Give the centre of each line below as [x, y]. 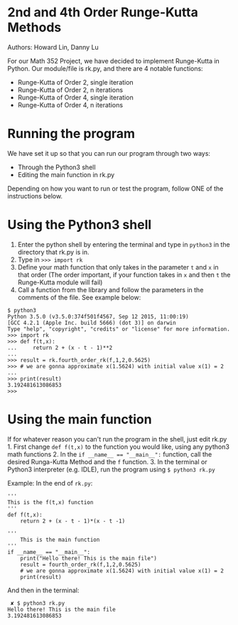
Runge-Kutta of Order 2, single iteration [75, 82]
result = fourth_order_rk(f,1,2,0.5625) [81, 565]
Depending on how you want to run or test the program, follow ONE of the [115, 188]
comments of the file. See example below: [79, 297]
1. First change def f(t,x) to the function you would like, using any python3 [118, 447]
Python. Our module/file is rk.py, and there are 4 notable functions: [106, 68]
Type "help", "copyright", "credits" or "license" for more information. [119, 329]
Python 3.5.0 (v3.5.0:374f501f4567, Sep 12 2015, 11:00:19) [98, 316]
